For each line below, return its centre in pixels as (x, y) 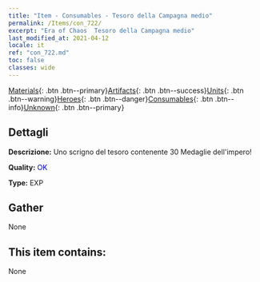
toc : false (26, 61)
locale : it (26, 46)
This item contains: (57, 252)
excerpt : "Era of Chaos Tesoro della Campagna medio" (102, 30)
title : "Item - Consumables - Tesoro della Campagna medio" (111, 16)
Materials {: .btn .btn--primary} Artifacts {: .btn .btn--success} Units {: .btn (126, 90)
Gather (26, 207)
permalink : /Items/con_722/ (55, 23)
